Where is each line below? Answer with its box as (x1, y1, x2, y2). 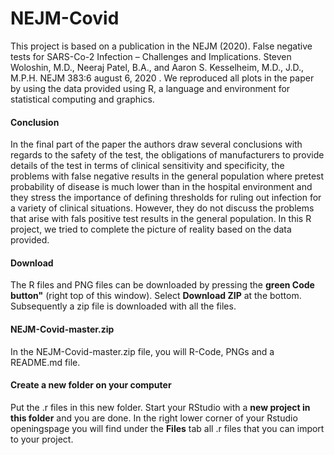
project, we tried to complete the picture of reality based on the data (10, 223, 292, 236)
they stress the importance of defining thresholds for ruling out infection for (10, 192, 322, 204)
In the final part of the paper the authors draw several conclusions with (10, 138, 303, 151)
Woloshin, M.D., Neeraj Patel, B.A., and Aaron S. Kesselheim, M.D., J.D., (10, 61, 305, 73)
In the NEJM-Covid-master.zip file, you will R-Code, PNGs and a (10, 345, 275, 357)
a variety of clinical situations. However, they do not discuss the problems (10, 202, 315, 214)
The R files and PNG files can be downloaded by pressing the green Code (10, 279, 315, 291)
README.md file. (10, 356, 81, 368)
